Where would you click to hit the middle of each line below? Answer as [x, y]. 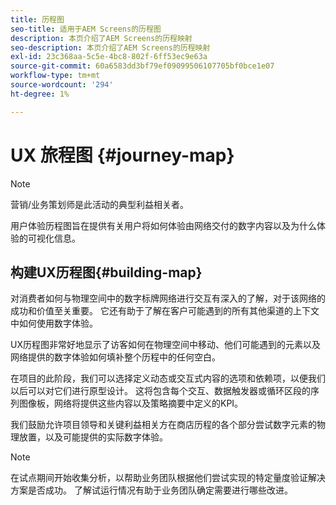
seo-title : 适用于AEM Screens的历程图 [86, 29]
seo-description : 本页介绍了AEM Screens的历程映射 [110, 47]
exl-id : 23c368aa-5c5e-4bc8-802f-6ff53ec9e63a [109, 57]
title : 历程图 [37, 19]
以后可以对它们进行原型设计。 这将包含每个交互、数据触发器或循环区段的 [160, 391]
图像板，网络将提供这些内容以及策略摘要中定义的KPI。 [131, 403]
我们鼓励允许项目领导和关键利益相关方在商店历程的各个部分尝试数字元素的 [163, 425]
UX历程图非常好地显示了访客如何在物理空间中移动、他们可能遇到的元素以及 [165, 345]
